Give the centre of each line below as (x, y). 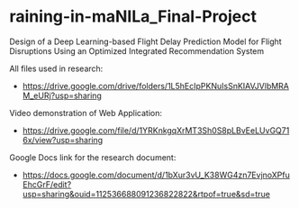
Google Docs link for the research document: (93, 157)
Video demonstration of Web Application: (86, 113)
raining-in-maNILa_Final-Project (133, 17)
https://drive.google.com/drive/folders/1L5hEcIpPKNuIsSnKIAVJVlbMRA (156, 86)
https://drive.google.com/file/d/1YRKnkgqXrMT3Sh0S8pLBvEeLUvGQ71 (156, 130)
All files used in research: (56, 68)
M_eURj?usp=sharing (62, 95)
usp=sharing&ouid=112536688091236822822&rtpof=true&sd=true (146, 194)
